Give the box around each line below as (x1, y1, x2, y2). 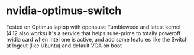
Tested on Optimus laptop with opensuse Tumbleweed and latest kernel (6, 23, 181, 30)
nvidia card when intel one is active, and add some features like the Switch (6, 36, 188, 43)
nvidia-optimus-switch (6, 4, 122, 18)
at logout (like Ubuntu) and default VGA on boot (6, 42, 122, 49)
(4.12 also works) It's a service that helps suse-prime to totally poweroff (6, 29, 181, 36)
